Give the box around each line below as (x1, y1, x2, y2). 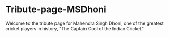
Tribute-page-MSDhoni (5, 4, 106, 15)
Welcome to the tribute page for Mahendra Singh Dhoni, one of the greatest (5, 20, 164, 26)
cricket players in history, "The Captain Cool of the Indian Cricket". (5, 25, 145, 31)
